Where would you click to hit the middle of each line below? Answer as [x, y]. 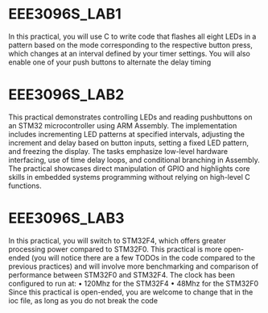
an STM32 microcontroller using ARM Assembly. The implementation [123, 125]
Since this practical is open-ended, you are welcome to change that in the [131, 292]
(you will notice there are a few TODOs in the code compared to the [143, 257]
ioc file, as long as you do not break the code [83, 300]
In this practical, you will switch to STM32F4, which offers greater [118, 240]
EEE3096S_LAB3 [66, 218]
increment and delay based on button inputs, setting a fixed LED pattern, [129, 143]
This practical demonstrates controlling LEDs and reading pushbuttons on [130, 117]
